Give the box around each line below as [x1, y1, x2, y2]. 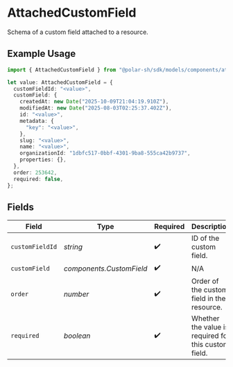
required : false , [13, 176, 64, 182]
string [63, 242, 83, 252]
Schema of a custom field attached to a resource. [7, 28, 149, 36]
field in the [191, 293, 226, 303]
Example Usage [7, 48, 76, 60]
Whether [191, 314, 220, 323]
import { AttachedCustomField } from [7, 66, 116, 74]
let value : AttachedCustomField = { [7, 78, 113, 86]
